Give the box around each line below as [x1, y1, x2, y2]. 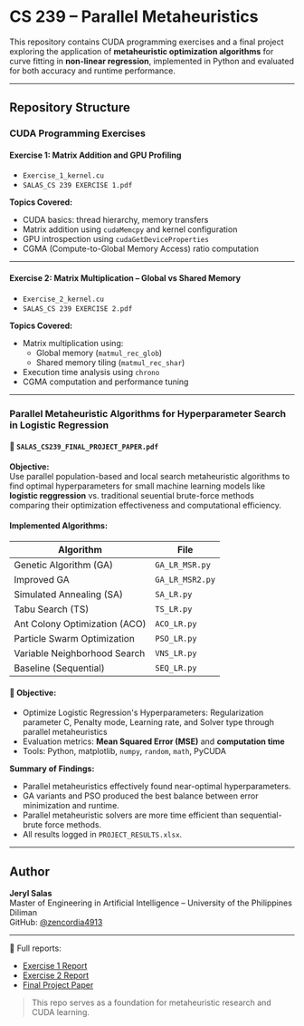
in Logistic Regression [9, 419, 109, 431]
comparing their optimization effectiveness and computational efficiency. [9, 499, 282, 510]
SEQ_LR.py [155, 663, 197, 673]
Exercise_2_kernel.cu [22, 295, 104, 304]
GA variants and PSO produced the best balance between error [22, 790, 260, 801]
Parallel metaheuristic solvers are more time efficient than [22, 809, 238, 821]
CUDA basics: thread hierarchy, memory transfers [22, 215, 209, 226]
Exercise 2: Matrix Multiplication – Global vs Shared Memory [9, 273, 242, 284]
